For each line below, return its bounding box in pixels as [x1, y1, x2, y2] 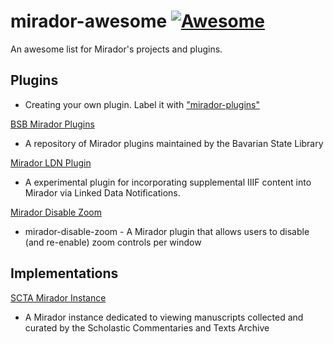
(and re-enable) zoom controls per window [24, 236, 202, 248]
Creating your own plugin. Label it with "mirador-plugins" [24, 98, 260, 110]
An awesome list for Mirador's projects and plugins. [10, 43, 223, 55]
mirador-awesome [10, 10, 168, 33]
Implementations [10, 265, 119, 282]
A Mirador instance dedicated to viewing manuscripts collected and [24, 311, 304, 323]
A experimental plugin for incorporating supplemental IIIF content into [24, 176, 312, 188]
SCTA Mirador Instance [10, 291, 107, 304]
